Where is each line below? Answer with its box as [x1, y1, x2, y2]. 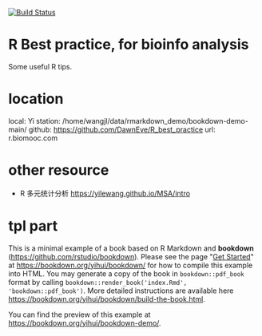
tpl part [8, 217, 58, 235]
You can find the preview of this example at [8, 310, 151, 319]
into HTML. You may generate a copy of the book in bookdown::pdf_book [8, 268, 245, 279]
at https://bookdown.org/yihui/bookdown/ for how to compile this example [8, 260, 253, 270]
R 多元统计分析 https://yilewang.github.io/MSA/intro [19, 188, 190, 198]
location [8, 90, 64, 108]
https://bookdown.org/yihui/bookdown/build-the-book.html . [8, 294, 206, 303]
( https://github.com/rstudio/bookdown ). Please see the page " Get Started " [8, 251, 254, 261]
